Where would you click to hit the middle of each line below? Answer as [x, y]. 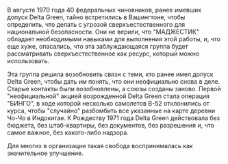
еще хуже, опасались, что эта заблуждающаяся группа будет [98, 46]
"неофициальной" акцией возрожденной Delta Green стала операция [109, 96]
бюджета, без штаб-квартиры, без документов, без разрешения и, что [111, 125]
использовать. [28, 61]
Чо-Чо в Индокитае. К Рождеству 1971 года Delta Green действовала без [114, 118]
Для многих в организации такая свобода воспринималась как [100, 146]
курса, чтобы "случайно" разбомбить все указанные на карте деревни [111, 110]
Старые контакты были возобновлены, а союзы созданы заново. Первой [114, 89]
